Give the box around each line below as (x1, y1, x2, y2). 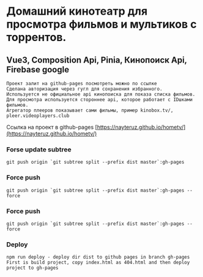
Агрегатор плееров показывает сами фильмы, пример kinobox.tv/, (6, 107, 174, 113)
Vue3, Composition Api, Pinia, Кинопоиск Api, (6, 55, 188, 65)
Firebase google (6, 64, 69, 75)
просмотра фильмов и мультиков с (6, 17, 197, 31)
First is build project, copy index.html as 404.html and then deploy (6, 259, 190, 266)
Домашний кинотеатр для (6, 4, 148, 18)
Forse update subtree (6, 145, 72, 154)
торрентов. (6, 31, 67, 44)
